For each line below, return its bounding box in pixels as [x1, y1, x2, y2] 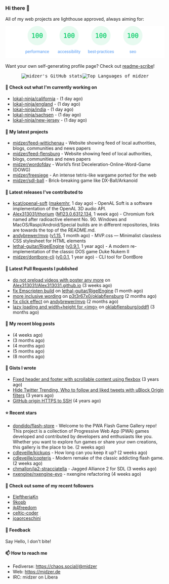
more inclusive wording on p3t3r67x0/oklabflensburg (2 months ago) [12, 293, 157, 299]
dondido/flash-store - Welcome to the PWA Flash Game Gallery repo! [12, 423, 157, 429]
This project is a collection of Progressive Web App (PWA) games [12, 428, 149, 434]
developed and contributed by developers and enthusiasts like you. [12, 433, 153, 439]
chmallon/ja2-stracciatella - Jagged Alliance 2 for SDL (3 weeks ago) [12, 466, 157, 472]
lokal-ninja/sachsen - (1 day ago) [12, 111, 81, 118]
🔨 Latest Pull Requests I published [5, 265, 78, 272]
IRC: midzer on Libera [12, 574, 58, 580]
